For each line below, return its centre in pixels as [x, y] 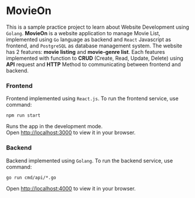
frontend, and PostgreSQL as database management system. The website [94, 46]
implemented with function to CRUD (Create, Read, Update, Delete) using [95, 58]
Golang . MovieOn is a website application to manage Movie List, [83, 33]
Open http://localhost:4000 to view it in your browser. [71, 188]
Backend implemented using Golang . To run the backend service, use [90, 161]
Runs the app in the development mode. [54, 127]
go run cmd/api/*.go [31, 177]
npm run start [23, 115]
